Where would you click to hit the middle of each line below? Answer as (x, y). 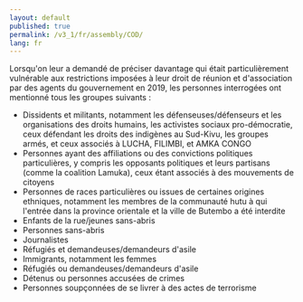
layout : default (40, 18)
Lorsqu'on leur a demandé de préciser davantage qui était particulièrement (149, 69)
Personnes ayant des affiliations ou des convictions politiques (137, 154)
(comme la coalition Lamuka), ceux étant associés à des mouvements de (158, 173)
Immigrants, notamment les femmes (89, 260)
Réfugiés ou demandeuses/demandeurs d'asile (110, 269)
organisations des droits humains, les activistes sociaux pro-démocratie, (157, 125)
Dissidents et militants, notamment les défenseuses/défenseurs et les (152, 115)
